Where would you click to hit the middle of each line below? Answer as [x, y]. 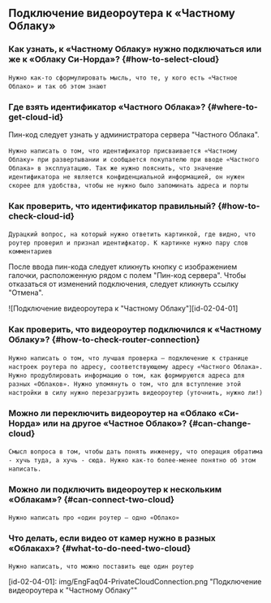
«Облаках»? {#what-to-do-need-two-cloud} [100, 549]
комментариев [30, 252]
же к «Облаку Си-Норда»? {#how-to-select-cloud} [114, 59]
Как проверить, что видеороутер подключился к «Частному [135, 330]
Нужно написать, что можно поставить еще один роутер [101, 567]
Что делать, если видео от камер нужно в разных [112, 538]
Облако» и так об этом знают [58, 86]
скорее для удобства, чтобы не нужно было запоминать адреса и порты [129, 185]
